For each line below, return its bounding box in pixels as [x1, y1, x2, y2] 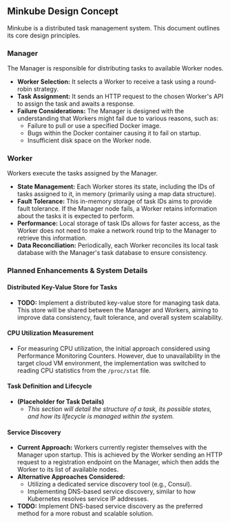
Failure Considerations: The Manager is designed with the [17, 107, 185, 115]
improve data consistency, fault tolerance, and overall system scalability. [17, 313, 223, 321]
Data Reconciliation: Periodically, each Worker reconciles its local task [17, 241, 219, 249]
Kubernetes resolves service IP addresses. [27, 495, 149, 503]
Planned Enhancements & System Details [7, 266, 148, 276]
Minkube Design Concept [7, 6, 119, 17]
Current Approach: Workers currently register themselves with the [17, 444, 208, 452]
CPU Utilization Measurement [7, 329, 94, 337]
